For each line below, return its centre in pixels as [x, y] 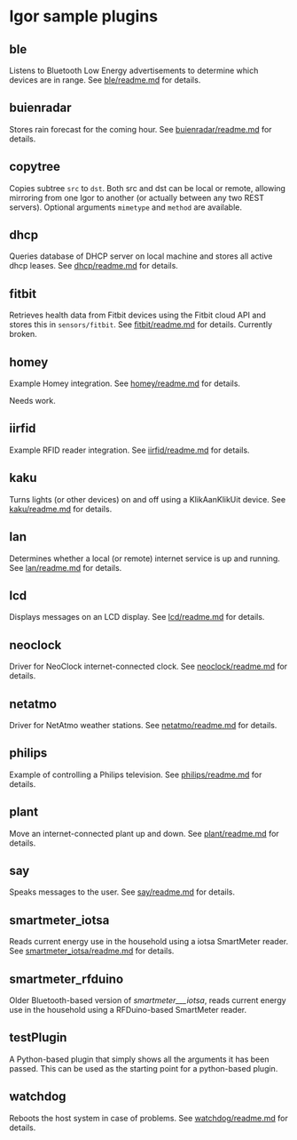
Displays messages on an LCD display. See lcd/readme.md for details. [137, 617]
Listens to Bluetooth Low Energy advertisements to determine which [134, 70]
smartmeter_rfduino [66, 979]
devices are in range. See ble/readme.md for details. [105, 80]
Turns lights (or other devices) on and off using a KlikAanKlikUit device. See [148, 499]
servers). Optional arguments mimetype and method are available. [125, 207]
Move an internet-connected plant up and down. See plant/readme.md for [144, 833]
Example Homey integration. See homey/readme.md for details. [125, 383]
